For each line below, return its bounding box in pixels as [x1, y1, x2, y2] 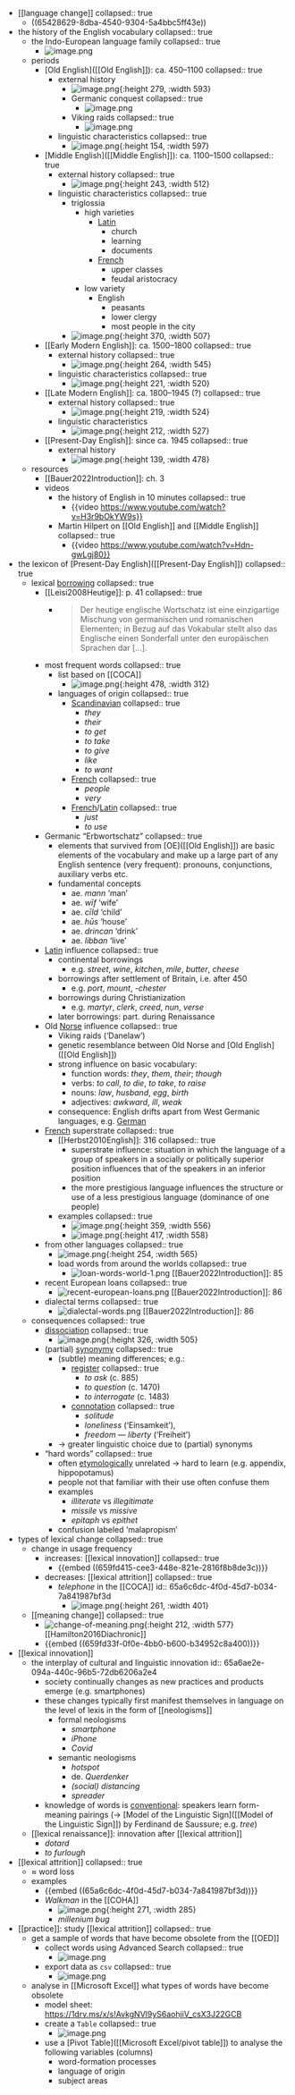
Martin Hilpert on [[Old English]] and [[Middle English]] [57, 520, 259, 531]
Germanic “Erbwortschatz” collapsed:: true [44, 831, 203, 841]
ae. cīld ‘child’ [71, 907, 122, 917]
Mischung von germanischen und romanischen [80, 614, 254, 624]
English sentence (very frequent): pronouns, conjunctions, [57, 859, 273, 870]
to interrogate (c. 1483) [84, 1391, 170, 1402]
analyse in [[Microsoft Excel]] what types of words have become [30, 1981, 270, 1990]
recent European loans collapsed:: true [44, 1278, 188, 1288]
